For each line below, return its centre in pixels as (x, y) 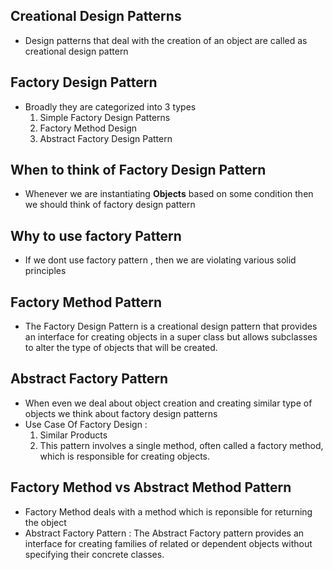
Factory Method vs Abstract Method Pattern (151, 487)
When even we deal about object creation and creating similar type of (168, 403)
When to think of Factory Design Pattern (138, 170)
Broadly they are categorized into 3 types (110, 106)
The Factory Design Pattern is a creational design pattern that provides (171, 326)
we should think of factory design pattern (110, 205)
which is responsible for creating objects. (125, 456)
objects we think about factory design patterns (121, 413)
